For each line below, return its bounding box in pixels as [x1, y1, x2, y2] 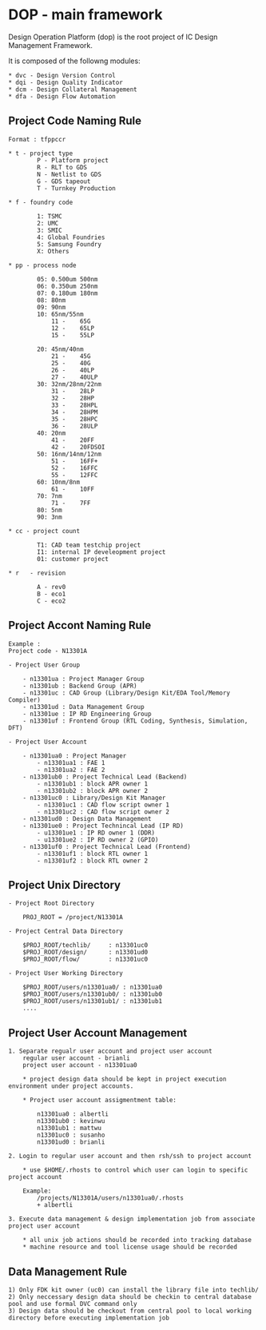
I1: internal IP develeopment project [37, 548, 166, 556]
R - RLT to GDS [37, 163, 88, 171]
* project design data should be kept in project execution [22, 1075, 227, 1084]
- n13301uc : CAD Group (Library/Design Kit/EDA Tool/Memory [22, 689, 230, 697]
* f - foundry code [8, 198, 73, 206]
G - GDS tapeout [37, 177, 91, 185]
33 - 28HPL [50, 401, 98, 409]
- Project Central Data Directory [8, 927, 124, 936]
